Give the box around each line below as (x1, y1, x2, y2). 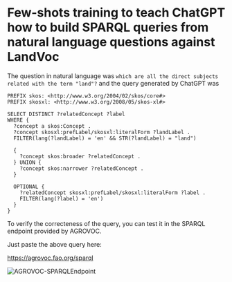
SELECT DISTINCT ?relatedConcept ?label (7, 111, 126, 117)
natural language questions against (7, 35, 215, 50)
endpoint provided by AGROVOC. (7, 227, 102, 235)
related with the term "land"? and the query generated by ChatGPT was (7, 79, 220, 87)
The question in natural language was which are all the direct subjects (7, 71, 219, 80)
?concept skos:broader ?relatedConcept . (19, 153, 141, 160)
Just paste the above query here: (7, 240, 102, 248)
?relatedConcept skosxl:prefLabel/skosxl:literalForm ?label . (19, 189, 206, 196)
